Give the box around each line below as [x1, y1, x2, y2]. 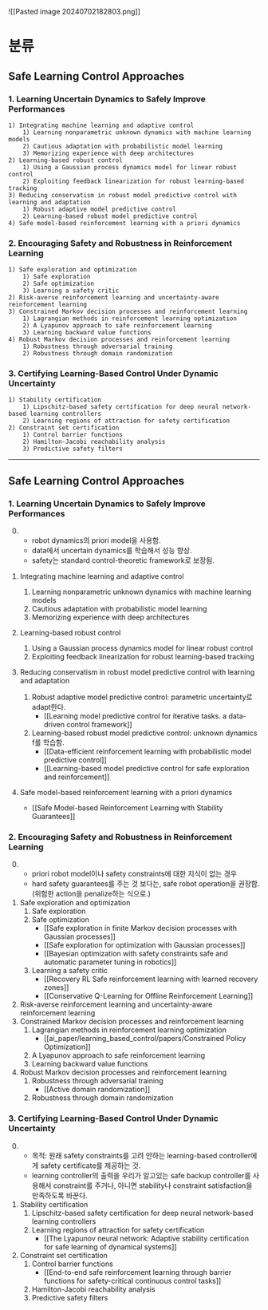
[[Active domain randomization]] [43, 1085, 151, 1094]
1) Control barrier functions [22, 431, 124, 439]
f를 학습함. [31, 738, 65, 747]
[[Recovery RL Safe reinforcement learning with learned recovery [43, 974, 258, 984]
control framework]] [66, 720, 133, 730]
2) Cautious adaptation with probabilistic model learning [22, 142, 223, 150]
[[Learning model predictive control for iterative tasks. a [43, 711, 227, 721]
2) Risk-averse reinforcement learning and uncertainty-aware [8, 294, 219, 302]
